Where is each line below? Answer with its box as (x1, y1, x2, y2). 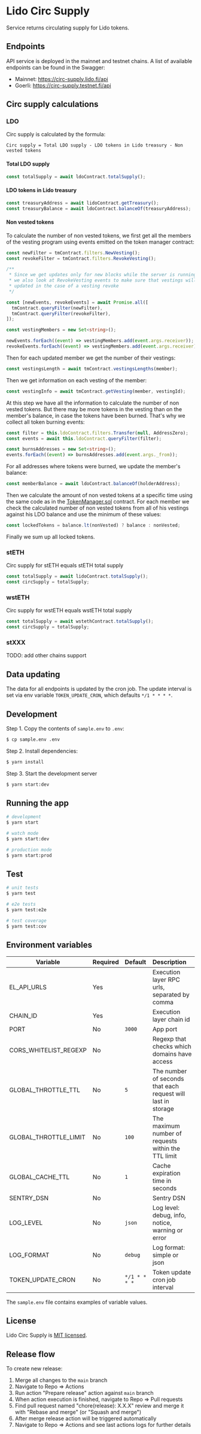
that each (152, 1082, 179, 1090)
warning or (152, 1226, 184, 1234)
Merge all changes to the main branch (14, 1376, 108, 1384)
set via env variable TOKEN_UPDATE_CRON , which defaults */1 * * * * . (6, 691, 173, 699)
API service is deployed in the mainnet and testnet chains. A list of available (6, 57, 193, 64)
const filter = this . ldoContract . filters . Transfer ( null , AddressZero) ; (6, 430, 188, 436)
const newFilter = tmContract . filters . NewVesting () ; (6, 250, 141, 256)
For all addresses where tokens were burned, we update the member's (6, 463, 181, 470)
